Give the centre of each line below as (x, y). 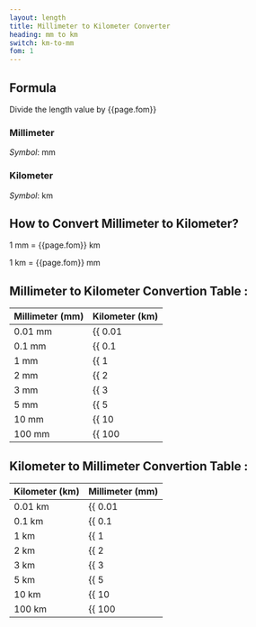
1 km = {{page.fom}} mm (55, 263)
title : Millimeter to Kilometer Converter (90, 26)
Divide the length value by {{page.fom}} (83, 109)
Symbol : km (31, 195)
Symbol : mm (32, 152)
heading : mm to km (44, 34)
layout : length (38, 18)
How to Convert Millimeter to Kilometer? (124, 223)
